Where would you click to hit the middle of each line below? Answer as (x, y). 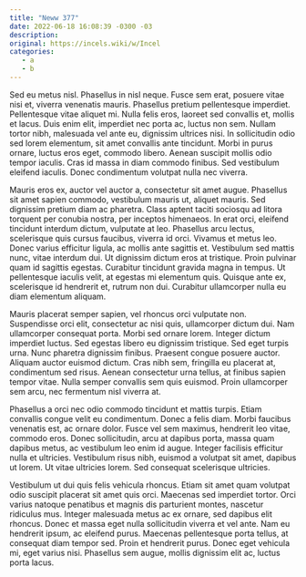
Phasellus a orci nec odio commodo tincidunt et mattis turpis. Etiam (136, 409)
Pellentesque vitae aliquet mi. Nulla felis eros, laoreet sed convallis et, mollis (152, 114)
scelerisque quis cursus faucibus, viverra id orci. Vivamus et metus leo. (143, 238)
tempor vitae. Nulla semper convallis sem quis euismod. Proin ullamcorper (149, 381)
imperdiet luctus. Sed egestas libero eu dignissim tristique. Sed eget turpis (149, 343)
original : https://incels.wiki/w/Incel (85, 43)
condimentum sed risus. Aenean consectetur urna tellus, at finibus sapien (148, 372)
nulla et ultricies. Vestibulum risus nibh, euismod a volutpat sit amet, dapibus (153, 458)
